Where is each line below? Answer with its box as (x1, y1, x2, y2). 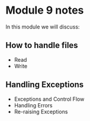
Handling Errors (14, 101, 53, 109)
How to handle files (5, 40, 78, 50)
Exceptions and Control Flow (14, 95, 85, 103)
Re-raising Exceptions (14, 108, 68, 115)
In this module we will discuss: (5, 23, 80, 30)
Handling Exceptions (5, 79, 84, 90)
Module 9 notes (5, 4, 84, 17)
